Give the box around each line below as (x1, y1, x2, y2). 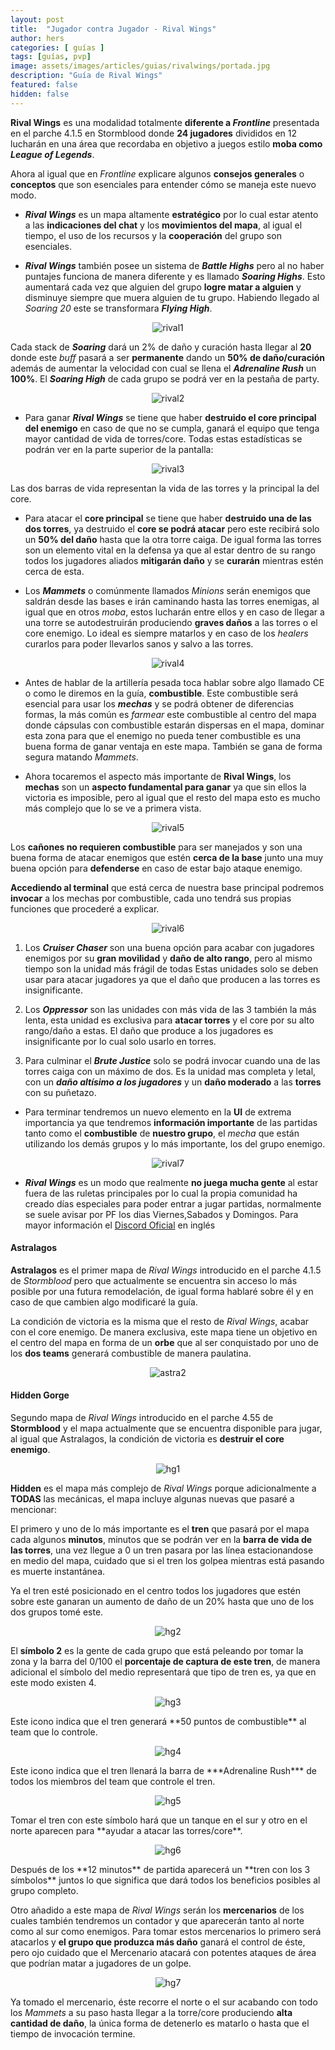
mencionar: (10, 1504, 57, 1516)
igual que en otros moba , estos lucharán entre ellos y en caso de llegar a (24, 606, 325, 618)
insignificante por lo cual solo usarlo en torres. (24, 1035, 217, 1047)
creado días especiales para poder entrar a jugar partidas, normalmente (24, 1197, 322, 1210)
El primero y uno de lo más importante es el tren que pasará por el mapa (10, 1523, 310, 1535)
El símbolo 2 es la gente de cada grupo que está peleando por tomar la (10, 1645, 304, 1657)
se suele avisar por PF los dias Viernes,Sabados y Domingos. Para (24, 1208, 299, 1220)
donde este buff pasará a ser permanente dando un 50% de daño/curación (10, 351, 325, 363)
